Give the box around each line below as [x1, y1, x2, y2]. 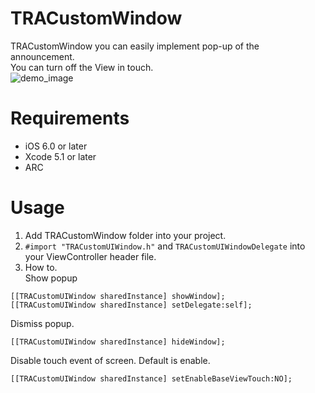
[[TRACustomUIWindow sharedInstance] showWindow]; [10, 291, 226, 301]
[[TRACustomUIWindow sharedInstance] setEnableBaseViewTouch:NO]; [10, 373, 293, 384]
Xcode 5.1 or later [24, 150, 97, 162]
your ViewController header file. [24, 250, 157, 262]
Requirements [10, 107, 130, 130]
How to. [24, 261, 58, 273]
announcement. [10, 50, 75, 62]
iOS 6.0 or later [24, 140, 88, 152]
